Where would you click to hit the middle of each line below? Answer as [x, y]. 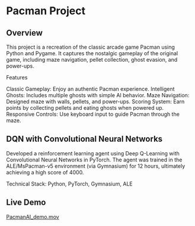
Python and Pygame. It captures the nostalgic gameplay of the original [92, 53]
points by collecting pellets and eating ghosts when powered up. [85, 108]
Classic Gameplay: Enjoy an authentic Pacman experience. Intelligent [90, 89]
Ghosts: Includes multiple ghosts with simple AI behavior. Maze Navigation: [98, 95]
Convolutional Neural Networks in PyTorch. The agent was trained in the [94, 160]
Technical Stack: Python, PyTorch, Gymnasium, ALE [69, 184]
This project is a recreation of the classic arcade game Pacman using [90, 47]
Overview [25, 33]
